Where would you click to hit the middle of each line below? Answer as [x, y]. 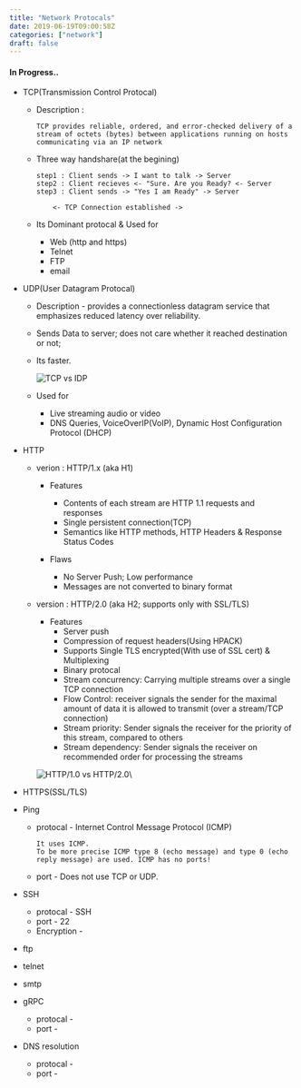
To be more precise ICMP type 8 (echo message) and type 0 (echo [162, 852]
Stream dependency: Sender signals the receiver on [160, 747]
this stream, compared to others [123, 737]
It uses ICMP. [63, 844]
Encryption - [59, 931]
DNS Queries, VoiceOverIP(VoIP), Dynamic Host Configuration [166, 423]
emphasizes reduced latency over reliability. [118, 316]
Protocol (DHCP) [81, 433]
